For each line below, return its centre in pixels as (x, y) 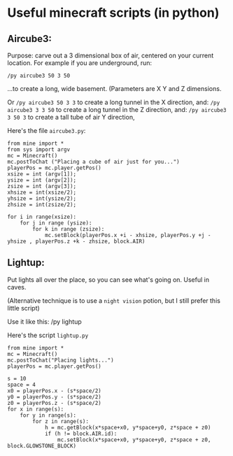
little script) (23, 308)
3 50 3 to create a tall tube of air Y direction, (71, 117)
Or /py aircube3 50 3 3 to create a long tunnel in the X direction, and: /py (114, 102)
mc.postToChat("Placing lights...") (61, 360)
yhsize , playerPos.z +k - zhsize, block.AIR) (76, 241)
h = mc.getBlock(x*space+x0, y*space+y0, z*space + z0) (128, 427)
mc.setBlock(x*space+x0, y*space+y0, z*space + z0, (134, 440)
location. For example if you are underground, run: (80, 63)
